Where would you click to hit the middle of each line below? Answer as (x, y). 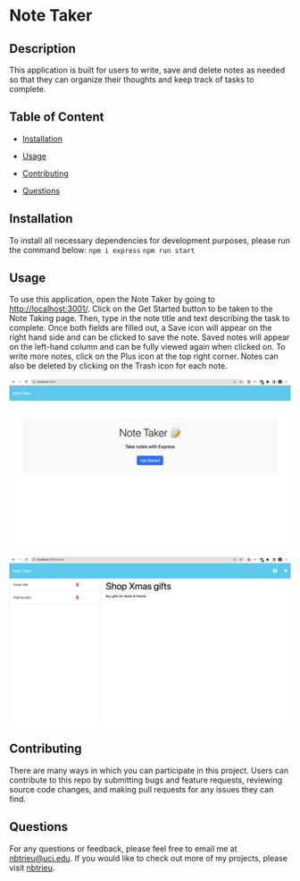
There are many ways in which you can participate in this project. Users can (149, 770)
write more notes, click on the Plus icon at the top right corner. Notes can (144, 356)
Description (42, 49)
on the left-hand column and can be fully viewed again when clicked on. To (147, 347)
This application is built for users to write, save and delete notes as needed (147, 70)
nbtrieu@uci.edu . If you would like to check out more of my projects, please (149, 858)
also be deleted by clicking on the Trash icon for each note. (118, 366)
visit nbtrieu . (32, 868)
